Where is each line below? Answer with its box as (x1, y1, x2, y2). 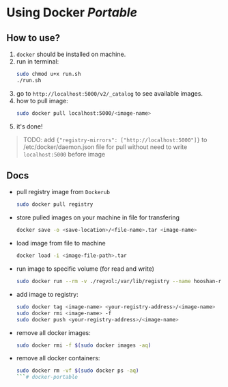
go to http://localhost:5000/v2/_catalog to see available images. (16, 89, 203, 97)
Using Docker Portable (6, 5, 138, 21)
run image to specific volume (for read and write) (16, 265, 155, 273)
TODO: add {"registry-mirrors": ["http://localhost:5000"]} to (23, 135, 208, 144)
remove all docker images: (16, 328, 91, 336)
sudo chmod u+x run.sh (16, 70, 81, 77)
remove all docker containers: (16, 354, 100, 362)
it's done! (16, 122, 43, 131)
